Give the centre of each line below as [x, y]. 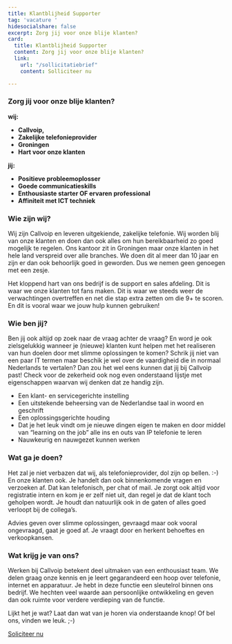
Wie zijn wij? [29, 218]
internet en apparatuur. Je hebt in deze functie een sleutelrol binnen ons [110, 585]
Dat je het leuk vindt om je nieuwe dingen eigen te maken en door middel [122, 425]
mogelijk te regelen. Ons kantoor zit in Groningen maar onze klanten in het [114, 248]
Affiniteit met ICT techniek [57, 200]
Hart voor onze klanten [51, 152]
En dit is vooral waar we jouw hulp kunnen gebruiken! [84, 306]
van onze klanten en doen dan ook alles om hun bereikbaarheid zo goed [110, 241]
